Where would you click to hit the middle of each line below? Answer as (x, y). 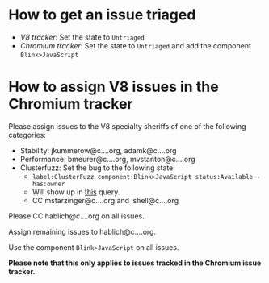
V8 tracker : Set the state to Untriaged (82, 37)
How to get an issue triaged (102, 15)
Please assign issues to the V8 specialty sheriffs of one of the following (127, 126)
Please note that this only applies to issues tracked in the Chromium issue (135, 263)
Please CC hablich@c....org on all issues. (76, 216)
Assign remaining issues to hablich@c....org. (82, 231)
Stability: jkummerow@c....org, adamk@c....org (98, 150)
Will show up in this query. (76, 192)
